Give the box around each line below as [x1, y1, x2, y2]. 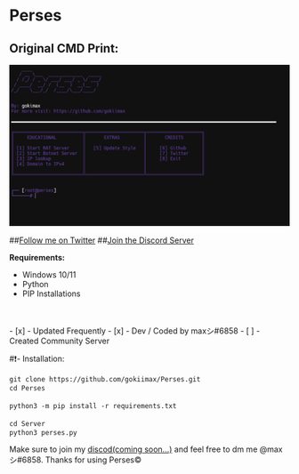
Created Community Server [9, 335, 109, 347]
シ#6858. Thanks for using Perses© [9, 454, 142, 465]
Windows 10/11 [21, 269, 77, 280]
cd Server [9, 420, 46, 429]
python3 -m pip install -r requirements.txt [9, 402, 177, 411]
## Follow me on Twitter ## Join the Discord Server [9, 235, 194, 245]
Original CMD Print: [9, 41, 119, 56]
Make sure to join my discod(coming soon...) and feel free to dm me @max [9, 444, 283, 454]
